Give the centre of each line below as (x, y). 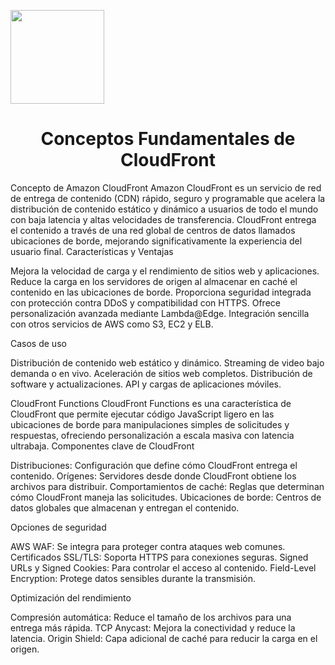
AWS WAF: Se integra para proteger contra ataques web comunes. (148, 546)
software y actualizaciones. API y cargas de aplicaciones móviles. (146, 384)
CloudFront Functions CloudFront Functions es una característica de (151, 403)
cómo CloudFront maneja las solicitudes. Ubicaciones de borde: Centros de (166, 497)
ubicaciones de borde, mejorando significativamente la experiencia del (156, 241)
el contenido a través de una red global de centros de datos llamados (153, 230)
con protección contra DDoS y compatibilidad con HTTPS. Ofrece (145, 302)
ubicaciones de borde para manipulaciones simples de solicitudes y (150, 424)
